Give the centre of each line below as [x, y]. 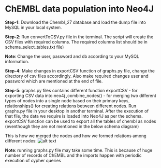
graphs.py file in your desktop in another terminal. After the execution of [77, 111]
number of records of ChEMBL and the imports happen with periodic [73, 155]
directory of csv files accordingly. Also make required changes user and [77, 76]
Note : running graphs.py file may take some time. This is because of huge [79, 150]
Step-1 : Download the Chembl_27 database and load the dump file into [75, 22]
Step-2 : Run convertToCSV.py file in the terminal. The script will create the [79, 37]
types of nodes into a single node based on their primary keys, [67, 100]
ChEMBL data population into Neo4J [79, 9]
